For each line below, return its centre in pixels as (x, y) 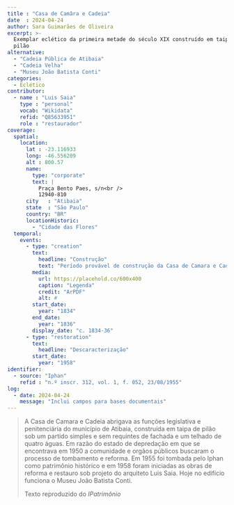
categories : (24, 78)
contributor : (26, 91)
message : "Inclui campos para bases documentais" (93, 402)
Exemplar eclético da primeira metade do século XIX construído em (114, 40)
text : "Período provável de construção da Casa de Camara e (127, 266)
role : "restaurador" (51, 123)
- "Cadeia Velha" (39, 65)
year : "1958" (57, 363)
